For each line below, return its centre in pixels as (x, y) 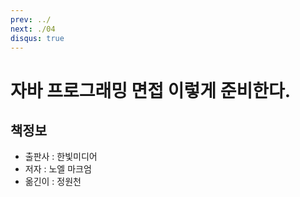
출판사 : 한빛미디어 (61, 157)
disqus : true (37, 38)
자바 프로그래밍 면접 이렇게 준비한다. (151, 90)
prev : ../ (31, 19)
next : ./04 (33, 29)
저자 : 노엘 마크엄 (58, 169)
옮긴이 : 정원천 (53, 182)
